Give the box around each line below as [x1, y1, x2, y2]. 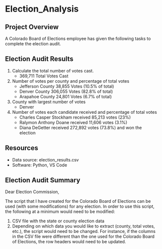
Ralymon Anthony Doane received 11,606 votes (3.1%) [19, 119, 127, 125]
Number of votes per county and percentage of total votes [12, 78, 130, 84]
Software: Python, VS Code [12, 162, 67, 168]
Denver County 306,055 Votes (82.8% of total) [19, 89, 113, 94]
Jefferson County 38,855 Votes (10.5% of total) [19, 83, 114, 89]
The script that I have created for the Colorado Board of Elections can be [5, 198, 151, 204]
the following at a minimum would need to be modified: [5, 209, 115, 214]
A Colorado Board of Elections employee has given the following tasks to [5, 36, 151, 41]
